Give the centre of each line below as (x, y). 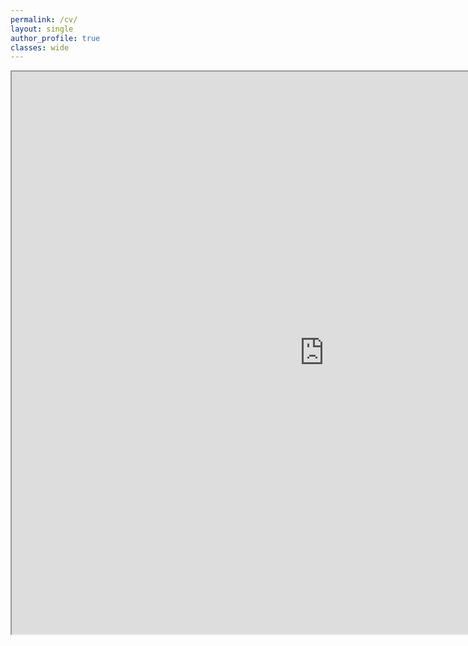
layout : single (42, 29)
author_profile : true (55, 38)
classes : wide (40, 47)
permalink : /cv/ (44, 19)
